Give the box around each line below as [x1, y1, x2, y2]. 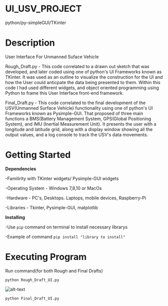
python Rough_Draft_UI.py [5, 277, 59, 282]
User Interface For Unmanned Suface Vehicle [5, 54, 99, 60]
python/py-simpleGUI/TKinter [5, 20, 67, 26]
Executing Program [5, 251, 87, 262]
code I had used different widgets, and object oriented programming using [5, 85, 159, 91]
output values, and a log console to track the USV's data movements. [5, 131, 148, 138]
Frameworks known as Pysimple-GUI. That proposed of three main [5, 110, 143, 116]
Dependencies [5, 166, 37, 172]
